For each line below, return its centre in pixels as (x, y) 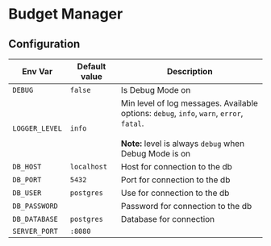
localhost (88, 167)
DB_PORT (27, 179)
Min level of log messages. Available (189, 103)
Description (190, 71)
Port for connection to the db (175, 180)
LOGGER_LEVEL (38, 129)
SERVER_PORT (35, 231)
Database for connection (168, 219)
